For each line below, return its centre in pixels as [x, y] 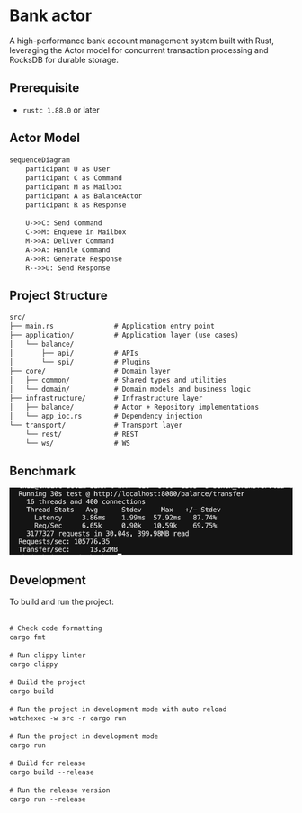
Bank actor [51, 16]
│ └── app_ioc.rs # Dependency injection [106, 416]
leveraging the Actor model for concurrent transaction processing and [139, 50]
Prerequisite [44, 88]
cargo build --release [52, 772]
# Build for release [48, 763]
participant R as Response [76, 205]
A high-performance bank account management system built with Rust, [142, 41]
